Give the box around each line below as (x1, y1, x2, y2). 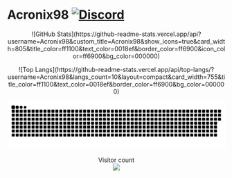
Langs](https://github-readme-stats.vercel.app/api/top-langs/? (35, 65, 215, 73)
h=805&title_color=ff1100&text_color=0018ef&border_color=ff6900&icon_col (7, 44, 226, 53)
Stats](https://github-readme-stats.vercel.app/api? (56, 30, 202, 38)
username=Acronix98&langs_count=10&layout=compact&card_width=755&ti (7, 73, 226, 81)
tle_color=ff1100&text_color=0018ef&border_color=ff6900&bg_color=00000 (8, 80, 225, 88)
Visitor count (98, 156, 135, 164)
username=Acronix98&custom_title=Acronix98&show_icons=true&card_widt (7, 37, 226, 45)
